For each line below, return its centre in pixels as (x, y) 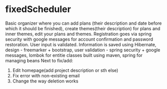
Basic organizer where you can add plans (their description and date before (83, 23)
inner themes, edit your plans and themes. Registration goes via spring (78, 34)
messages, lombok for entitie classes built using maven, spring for (74, 55)
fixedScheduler (38, 9)
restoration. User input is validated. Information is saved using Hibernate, (81, 44)
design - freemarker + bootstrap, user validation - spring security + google (83, 50)
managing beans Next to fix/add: (39, 60)
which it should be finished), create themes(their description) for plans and (83, 28)
